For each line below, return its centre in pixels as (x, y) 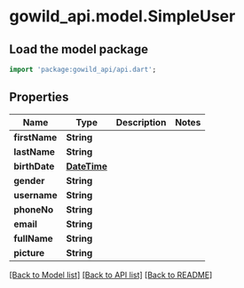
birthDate (34, 166)
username (35, 195)
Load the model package (79, 49)
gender (29, 180)
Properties (39, 97)
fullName (33, 238)
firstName (35, 137)
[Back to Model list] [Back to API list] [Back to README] (111, 275)
